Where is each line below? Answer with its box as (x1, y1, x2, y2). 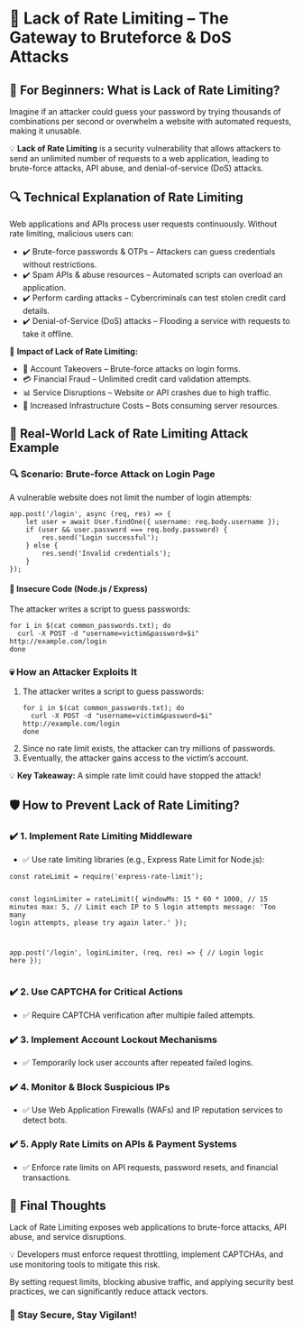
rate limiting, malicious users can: (9, 227, 133, 238)
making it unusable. (9, 125, 83, 136)
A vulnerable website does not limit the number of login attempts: (9, 492, 252, 503)
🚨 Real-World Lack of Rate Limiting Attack (9, 426, 249, 441)
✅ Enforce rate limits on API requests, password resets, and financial (22, 1161, 279, 1172)
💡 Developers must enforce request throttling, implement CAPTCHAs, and (9, 1249, 284, 1260)
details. (22, 305, 50, 316)
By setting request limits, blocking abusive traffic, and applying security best (9, 1277, 294, 1288)
